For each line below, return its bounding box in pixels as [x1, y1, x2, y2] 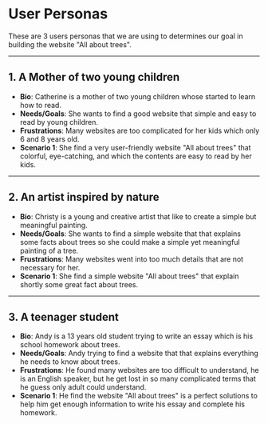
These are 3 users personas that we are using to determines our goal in [8, 31, 243, 41]
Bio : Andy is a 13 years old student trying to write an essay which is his [19, 331, 254, 341]
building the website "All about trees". [8, 39, 132, 49]
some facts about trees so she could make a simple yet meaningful [19, 237, 241, 246]
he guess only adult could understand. [19, 382, 147, 392]
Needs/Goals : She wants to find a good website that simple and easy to [19, 109, 257, 118]
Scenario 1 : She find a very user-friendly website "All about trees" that [19, 142, 251, 152]
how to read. [19, 100, 62, 110]
